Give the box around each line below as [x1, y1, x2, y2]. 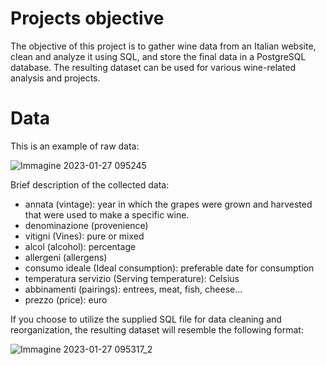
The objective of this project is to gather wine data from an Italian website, [10, 40, 317, 52]
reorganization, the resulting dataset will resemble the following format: [10, 323, 304, 336]
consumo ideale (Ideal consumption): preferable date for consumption [24, 262, 315, 274]
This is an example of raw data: [10, 140, 140, 152]
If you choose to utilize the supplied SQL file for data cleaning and [10, 313, 282, 325]
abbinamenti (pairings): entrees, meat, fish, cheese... [24, 283, 243, 295]
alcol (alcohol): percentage [24, 240, 137, 252]
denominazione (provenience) [24, 219, 149, 231]
